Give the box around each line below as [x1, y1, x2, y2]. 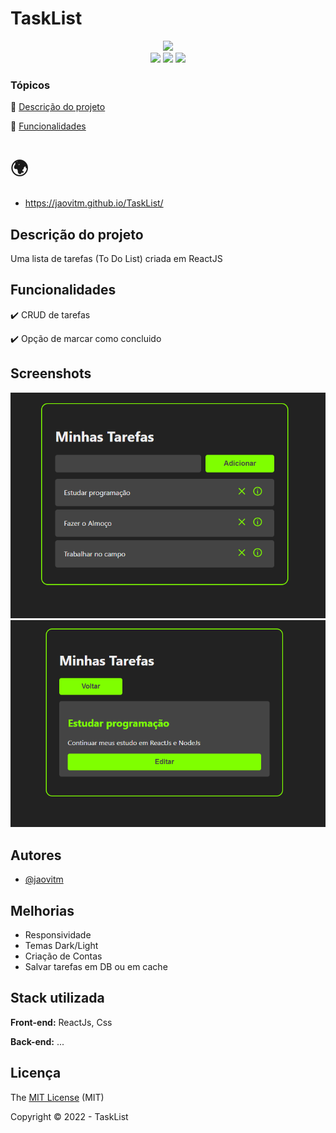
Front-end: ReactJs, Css [10, 1016, 113, 1028]
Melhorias [10, 902, 75, 919]
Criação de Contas [24, 950, 103, 962]
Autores [10, 847, 62, 864]
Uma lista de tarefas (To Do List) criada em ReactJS [10, 252, 223, 264]
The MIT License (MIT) [10, 1091, 105, 1103]
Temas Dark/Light [24, 939, 99, 951]
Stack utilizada [10, 990, 105, 1007]
